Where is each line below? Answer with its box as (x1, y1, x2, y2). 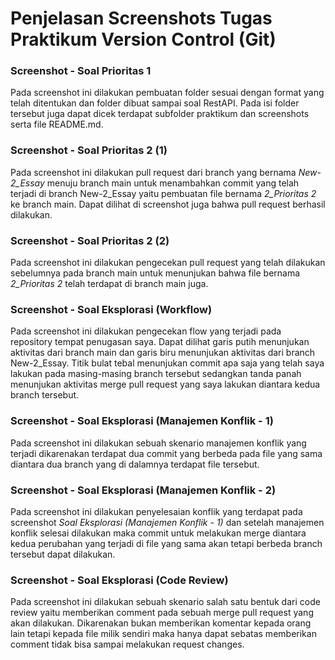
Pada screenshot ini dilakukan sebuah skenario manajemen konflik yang (10, 437, 307, 449)
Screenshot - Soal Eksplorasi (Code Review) (10, 573, 229, 587)
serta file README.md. (10, 118, 104, 131)
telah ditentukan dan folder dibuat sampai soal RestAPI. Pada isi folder (10, 97, 300, 109)
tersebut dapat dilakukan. (10, 548, 116, 560)
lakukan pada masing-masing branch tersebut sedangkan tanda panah (10, 368, 302, 380)
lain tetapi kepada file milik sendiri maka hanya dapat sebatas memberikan (10, 628, 317, 640)
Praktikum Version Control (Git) (10, 28, 277, 51)
